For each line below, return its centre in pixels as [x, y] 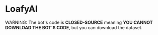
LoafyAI [22, 9]
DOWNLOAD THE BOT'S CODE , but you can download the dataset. [74, 27]
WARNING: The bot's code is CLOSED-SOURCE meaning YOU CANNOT [79, 22]
